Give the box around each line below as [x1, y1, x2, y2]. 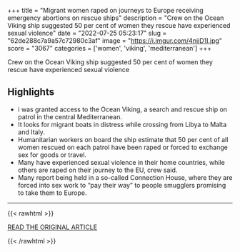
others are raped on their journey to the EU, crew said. [17, 166, 178, 174]
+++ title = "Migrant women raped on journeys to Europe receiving [7, 6, 204, 14]
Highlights [7, 86, 55, 99]
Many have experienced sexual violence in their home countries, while [17, 158, 225, 166]
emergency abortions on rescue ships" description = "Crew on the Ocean [7, 14, 224, 22]
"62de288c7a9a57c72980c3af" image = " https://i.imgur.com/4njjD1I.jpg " [7, 36, 223, 45]
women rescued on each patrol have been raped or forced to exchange [17, 143, 229, 151]
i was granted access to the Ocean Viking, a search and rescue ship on [17, 105, 227, 114]
